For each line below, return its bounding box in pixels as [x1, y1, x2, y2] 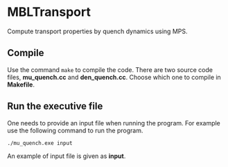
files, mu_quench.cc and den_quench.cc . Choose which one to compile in [7, 73, 222, 81]
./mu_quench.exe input [7, 139, 73, 146]
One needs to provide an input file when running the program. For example [7, 118, 220, 127]
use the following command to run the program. [7, 126, 143, 134]
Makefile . [7, 80, 35, 89]
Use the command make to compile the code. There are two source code [7, 65, 213, 73]
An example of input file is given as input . [7, 152, 126, 160]
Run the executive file [7, 100, 103, 112]
